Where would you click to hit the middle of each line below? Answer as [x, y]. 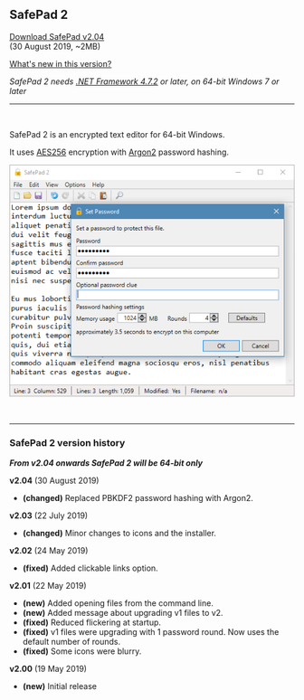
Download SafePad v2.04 [57, 36]
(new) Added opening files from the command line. [118, 603]
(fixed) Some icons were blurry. [82, 651]
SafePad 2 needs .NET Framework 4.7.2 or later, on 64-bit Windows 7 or [144, 81]
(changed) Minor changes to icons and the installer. [119, 533]
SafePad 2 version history [67, 443]
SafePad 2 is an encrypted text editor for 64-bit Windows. [117, 134]
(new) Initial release [60, 686]
